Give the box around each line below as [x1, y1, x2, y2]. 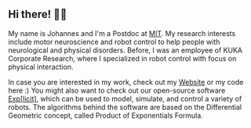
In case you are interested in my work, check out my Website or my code [8, 77, 244, 86]
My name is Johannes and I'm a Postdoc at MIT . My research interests [8, 28, 236, 38]
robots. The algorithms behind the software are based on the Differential [8, 102, 242, 112]
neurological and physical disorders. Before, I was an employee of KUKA [8, 45, 243, 55]
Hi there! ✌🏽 [8, 8, 67, 21]
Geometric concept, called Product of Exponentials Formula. [8, 111, 204, 120]
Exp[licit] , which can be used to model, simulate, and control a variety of [8, 93, 242, 103]
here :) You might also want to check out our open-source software [8, 86, 226, 95]
